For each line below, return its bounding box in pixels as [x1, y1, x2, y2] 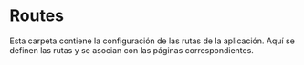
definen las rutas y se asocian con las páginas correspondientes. [9, 44, 254, 55]
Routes [9, 5, 64, 26]
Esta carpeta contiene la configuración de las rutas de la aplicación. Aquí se [9, 35, 295, 46]
